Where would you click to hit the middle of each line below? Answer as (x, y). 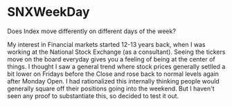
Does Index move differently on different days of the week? (92, 31)
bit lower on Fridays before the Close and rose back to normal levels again (113, 74)
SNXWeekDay (48, 12)
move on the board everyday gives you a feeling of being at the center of (111, 59)
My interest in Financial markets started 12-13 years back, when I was (106, 44)
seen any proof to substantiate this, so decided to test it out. (93, 96)
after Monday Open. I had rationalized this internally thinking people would (113, 81)
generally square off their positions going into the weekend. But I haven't (111, 88)
